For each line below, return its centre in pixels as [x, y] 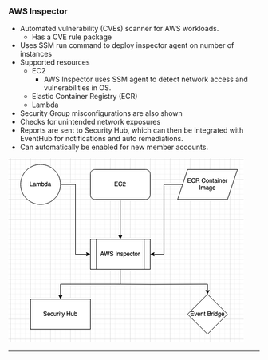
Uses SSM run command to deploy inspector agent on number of [127, 45]
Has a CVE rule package [72, 37]
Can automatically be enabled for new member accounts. [114, 147]
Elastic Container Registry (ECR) [85, 97]
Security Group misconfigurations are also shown [101, 113]
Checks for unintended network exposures [90, 122]
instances [36, 54]
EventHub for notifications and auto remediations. [101, 139]
